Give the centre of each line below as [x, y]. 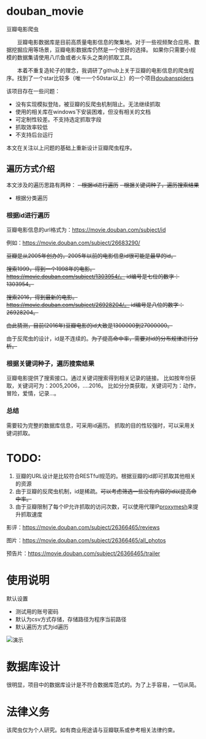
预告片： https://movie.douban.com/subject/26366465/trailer [83, 553]
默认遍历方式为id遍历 [42, 627]
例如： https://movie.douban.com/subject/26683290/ [73, 243]
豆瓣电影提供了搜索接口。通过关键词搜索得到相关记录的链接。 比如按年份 [98, 378]
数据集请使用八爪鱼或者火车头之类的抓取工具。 [76, 57]
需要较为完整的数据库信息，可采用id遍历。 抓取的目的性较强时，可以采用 [98, 425]
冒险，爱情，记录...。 [33, 393]
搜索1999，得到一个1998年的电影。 [51, 269]
